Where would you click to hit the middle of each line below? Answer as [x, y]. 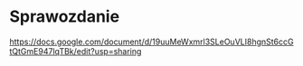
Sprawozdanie [65, 17]
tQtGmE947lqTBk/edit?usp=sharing [76, 51]
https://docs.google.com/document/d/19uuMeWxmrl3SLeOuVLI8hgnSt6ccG [151, 42]
